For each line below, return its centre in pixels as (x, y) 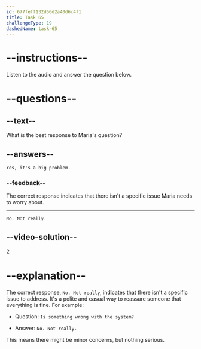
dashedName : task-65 (32, 28)
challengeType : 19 (29, 23)
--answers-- (30, 154)
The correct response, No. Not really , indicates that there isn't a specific (97, 292)
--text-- (21, 121)
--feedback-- (26, 183)
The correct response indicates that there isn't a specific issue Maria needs (99, 196)
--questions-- (41, 99)
